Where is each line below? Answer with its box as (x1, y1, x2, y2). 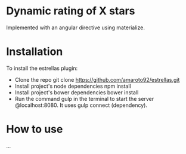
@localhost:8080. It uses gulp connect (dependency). (14, 101, 148, 109)
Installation (6, 45, 63, 58)
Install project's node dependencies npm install (14, 82, 131, 90)
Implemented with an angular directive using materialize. (6, 24, 145, 31)
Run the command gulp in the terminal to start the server (14, 95, 154, 102)
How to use (6, 122, 63, 136)
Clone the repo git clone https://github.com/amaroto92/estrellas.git (14, 76, 180, 83)
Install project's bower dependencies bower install (14, 88, 139, 96)
